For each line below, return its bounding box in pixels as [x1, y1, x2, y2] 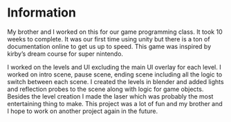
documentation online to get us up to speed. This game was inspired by [7, 42, 212, 50]
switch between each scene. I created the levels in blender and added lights [7, 77, 224, 85]
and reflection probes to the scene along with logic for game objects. [7, 85, 204, 93]
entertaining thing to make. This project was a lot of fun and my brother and [7, 99, 223, 108]
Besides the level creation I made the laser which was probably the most [7, 92, 214, 101]
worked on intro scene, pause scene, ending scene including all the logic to [7, 70, 223, 79]
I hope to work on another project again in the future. [7, 107, 158, 115]
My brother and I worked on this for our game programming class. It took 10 [7, 28, 223, 36]
